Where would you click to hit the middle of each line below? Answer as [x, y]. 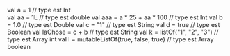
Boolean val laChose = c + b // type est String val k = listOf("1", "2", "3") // [113, 32]
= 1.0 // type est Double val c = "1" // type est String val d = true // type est [114, 25]
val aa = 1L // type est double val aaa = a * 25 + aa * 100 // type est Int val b [115, 17]
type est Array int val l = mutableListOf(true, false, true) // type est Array [110, 39]
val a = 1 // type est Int [39, 10]
